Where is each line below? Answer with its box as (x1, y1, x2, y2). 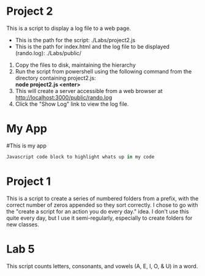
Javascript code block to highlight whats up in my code (6, 154, 155, 160)
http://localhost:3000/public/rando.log (15, 94, 112, 101)
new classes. (6, 220, 40, 228)
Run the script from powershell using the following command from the (15, 67, 192, 75)
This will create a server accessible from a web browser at (15, 87, 163, 94)
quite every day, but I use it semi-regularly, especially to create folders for (6, 214, 193, 222)
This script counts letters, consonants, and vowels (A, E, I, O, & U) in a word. (6, 262, 198, 270)
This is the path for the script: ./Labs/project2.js (15, 36, 136, 43)
